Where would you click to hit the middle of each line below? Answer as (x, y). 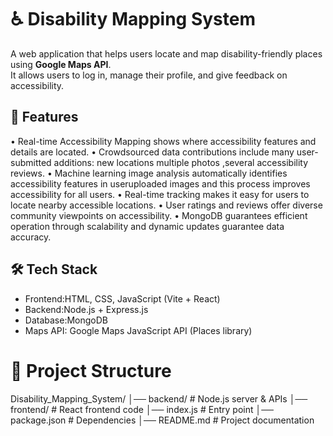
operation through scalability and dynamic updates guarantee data (147, 226)
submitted (31, 162)
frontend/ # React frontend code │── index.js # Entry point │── (142, 409)
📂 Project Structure (91, 370)
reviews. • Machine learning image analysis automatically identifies (149, 173)
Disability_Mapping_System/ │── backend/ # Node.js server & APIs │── (159, 398)
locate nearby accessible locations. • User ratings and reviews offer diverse (166, 205)
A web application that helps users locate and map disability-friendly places (166, 53)
